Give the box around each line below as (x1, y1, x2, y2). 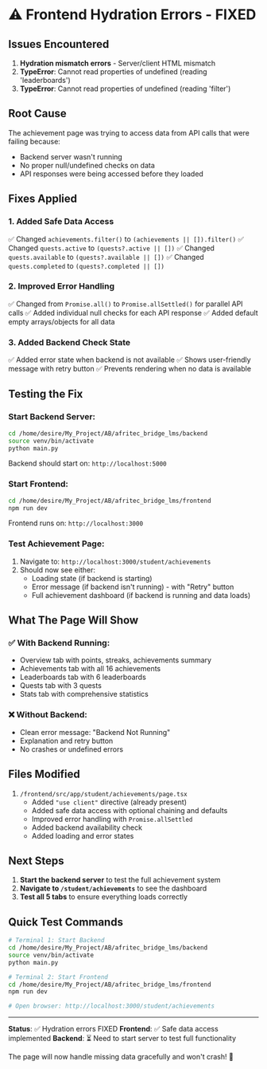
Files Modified (8, 768, 81, 781)
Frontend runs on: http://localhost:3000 (8, 518, 144, 528)
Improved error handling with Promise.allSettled (31, 814, 193, 823)
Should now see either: (19, 564, 95, 575)
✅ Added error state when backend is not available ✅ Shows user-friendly (8, 355, 252, 364)
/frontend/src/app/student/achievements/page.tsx (19, 790, 188, 798)
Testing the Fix (8, 387, 83, 401)
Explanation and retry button (19, 736, 114, 745)
